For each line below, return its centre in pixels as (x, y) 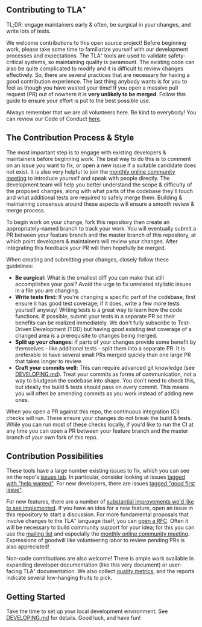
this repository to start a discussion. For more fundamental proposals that (97, 514)
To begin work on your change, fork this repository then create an (88, 222)
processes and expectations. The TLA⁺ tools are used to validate (87, 55)
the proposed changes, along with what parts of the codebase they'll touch (100, 191)
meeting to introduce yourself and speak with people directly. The (88, 178)
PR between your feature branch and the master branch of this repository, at (101, 235)
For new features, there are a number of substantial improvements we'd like (100, 502)
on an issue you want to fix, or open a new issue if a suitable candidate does (101, 165)
